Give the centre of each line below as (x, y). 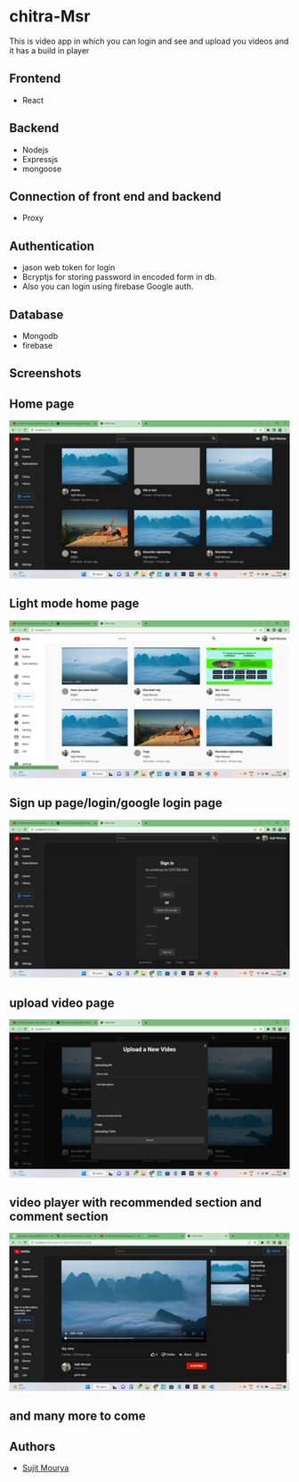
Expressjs (40, 159)
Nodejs (35, 150)
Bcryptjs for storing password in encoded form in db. (119, 277)
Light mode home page (74, 604)
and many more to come (77, 1416)
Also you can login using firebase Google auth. (108, 286)
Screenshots (45, 373)
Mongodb (40, 336)
